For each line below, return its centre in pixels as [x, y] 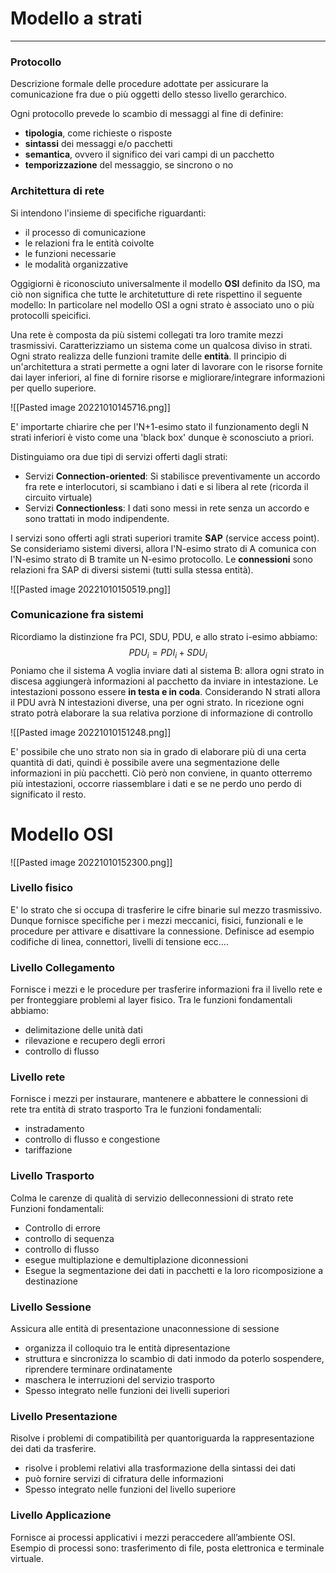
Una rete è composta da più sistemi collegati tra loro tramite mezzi [147, 334]
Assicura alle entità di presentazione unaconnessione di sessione [145, 1329]
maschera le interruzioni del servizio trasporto [119, 1380]
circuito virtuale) [58, 497]
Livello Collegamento [63, 967]
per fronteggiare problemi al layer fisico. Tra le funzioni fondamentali [151, 1000]
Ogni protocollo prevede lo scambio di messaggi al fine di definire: [147, 114]
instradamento [54, 1129]
